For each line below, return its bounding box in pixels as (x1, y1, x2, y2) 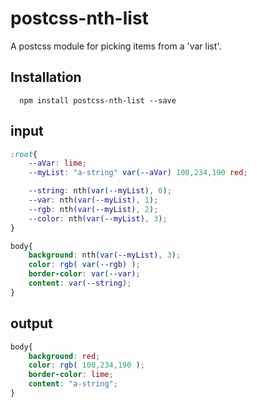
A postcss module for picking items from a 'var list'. (10, 40, 222, 52)
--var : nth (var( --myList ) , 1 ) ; (28, 195, 159, 206)
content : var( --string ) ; (28, 278, 132, 289)
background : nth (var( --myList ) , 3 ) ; (28, 250, 182, 261)
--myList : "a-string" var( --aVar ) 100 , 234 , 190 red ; (28, 168, 248, 178)
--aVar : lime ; (28, 158, 87, 169)
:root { (10, 149, 38, 159)
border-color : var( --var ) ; (28, 269, 141, 279)
